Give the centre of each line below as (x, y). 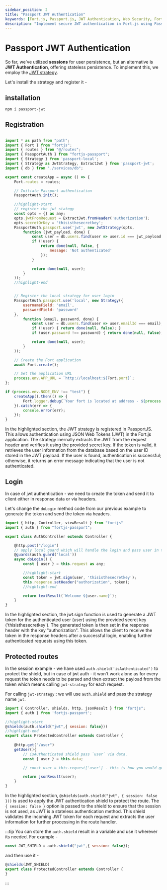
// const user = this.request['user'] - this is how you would (90, 768)
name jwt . (16, 699)
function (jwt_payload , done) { (57, 232)
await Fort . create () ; (36, 365)
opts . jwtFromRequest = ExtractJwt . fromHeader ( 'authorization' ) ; (82, 218)
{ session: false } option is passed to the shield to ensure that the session (83, 806)
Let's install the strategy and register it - (46, 82)
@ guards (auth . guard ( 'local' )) (45, 555)
